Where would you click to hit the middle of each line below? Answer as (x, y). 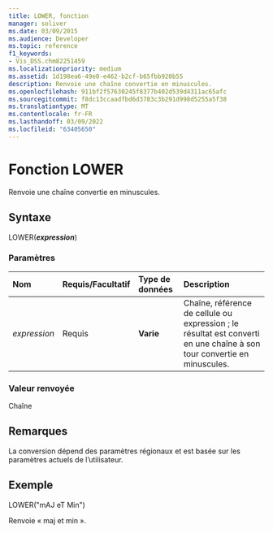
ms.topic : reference (43, 46)
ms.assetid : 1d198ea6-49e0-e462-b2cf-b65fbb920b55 (96, 76)
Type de (154, 279)
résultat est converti (221, 333)
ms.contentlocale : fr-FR (50, 115)
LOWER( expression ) (43, 237)
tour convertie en (216, 353)
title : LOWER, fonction (49, 16)
